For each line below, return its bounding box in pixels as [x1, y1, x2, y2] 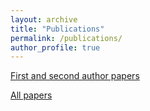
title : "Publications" [10, 24, 105, 34]
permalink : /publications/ [10, 33, 123, 43]
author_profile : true [10, 42, 101, 53]
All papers [10, 89, 53, 101]
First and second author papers [10, 70, 140, 82]
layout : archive [10, 14, 78, 25]
